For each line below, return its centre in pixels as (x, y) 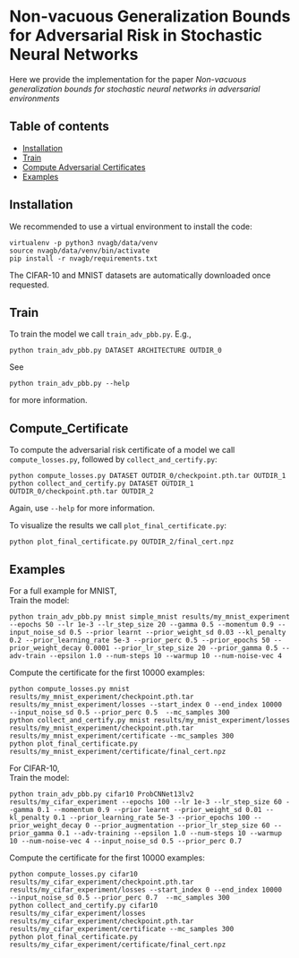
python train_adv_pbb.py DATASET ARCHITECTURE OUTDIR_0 (115, 351)
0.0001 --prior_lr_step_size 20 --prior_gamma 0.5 (182, 648)
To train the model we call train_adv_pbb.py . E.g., (100, 334)
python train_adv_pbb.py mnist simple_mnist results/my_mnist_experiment (150, 617)
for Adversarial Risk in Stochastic (136, 35)
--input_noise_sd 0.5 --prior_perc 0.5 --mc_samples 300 (120, 713)
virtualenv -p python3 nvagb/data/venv (84, 243)
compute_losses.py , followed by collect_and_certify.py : (113, 459)
